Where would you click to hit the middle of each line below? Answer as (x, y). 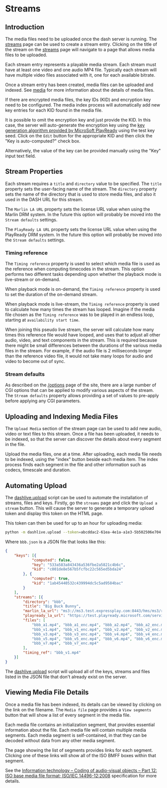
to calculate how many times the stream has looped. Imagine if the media (80, 310)
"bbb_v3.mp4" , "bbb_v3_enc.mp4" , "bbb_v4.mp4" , (82, 634)
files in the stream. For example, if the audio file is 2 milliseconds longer (79, 351)
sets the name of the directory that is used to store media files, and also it (81, 194)
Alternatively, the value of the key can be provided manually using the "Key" (83, 151)
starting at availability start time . (42, 320)
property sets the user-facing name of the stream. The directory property (81, 189)
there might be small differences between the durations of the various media (83, 345)
